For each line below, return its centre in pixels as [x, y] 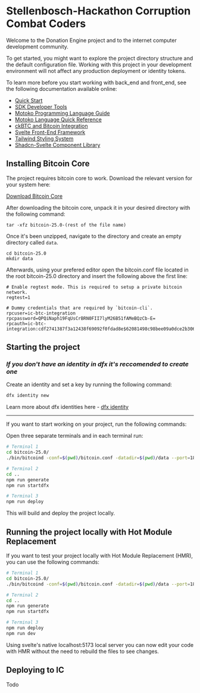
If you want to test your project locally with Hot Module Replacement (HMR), [100, 555]
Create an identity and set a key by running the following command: [89, 384]
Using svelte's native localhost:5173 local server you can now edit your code [100, 645]
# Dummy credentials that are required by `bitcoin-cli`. [79, 308]
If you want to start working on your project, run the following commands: [96, 424]
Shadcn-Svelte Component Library [57, 145]
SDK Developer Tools [41, 106]
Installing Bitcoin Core [48, 164]
